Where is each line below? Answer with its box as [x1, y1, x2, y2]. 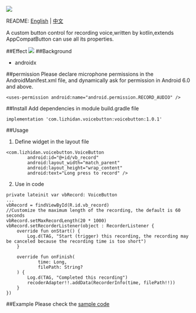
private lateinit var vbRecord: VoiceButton [6, 192, 117, 198]
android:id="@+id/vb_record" [27, 155, 99, 161]
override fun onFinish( [17, 254, 76, 260]
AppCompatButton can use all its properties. [6, 35, 114, 43]
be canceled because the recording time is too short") [6, 239, 146, 244]
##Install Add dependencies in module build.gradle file [6, 105, 139, 112]
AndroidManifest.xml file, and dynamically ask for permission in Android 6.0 [6, 77, 190, 84]
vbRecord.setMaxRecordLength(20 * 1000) [6, 218, 107, 224]
